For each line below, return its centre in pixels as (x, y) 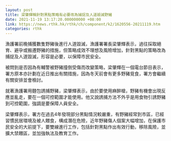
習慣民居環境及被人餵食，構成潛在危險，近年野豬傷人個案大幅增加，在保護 (83, 121)
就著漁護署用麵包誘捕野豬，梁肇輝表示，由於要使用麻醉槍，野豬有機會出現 (83, 91)
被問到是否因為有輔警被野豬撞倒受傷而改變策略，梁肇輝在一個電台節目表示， (85, 67)
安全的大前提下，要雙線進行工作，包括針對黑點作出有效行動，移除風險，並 (88, 127)
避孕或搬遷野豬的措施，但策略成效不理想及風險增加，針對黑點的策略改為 (90, 50)
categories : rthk (24, 29)
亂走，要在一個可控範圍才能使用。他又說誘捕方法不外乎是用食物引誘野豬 (90, 97)
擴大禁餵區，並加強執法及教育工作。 (43, 133)
